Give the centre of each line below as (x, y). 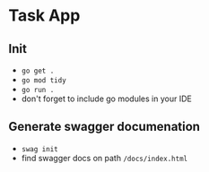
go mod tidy (44, 81)
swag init (40, 149)
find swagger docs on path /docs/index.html (104, 158)
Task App (44, 16)
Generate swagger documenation (104, 127)
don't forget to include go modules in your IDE (106, 99)
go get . (38, 71)
